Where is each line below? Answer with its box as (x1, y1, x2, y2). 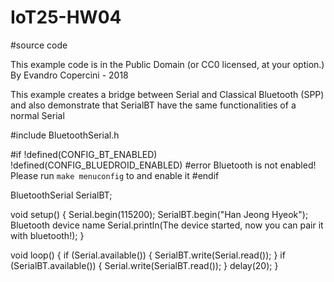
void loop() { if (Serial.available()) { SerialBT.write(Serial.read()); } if (10, 249, 286, 261)
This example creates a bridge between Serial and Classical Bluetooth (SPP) (10, 88, 325, 100)
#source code (10, 39, 68, 51)
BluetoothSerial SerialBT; (10, 189, 113, 201)
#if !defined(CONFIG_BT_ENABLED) (10, 148, 158, 160)
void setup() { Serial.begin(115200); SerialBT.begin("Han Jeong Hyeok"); (10, 208, 309, 220)
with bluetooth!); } (10, 229, 85, 241)
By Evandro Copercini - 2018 (10, 69, 129, 81)
